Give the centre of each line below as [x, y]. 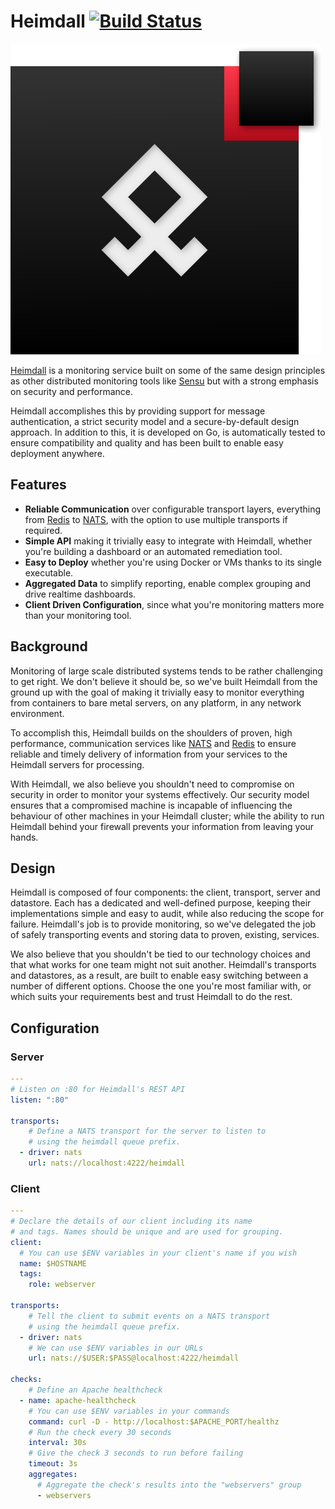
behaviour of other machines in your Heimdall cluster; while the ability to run [167, 816]
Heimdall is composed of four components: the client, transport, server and [165, 892]
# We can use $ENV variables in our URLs [115, 1348]
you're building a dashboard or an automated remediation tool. [153, 551]
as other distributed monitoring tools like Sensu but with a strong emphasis [164, 381]
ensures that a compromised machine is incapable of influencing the [151, 805]
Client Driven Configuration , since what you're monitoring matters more [174, 604]
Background [49, 646]
